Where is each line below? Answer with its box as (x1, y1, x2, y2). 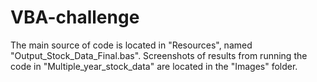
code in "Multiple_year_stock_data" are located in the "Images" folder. (10, 60, 298, 72)
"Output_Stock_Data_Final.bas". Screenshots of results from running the (10, 49, 308, 61)
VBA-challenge (10, 6, 140, 29)
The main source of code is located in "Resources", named (10, 39, 253, 51)
